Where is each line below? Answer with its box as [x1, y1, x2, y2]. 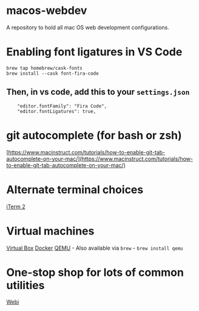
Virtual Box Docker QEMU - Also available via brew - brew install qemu [6, 244, 183, 251]
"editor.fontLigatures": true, [17, 108, 96, 114]
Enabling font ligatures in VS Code [6, 45, 183, 59]
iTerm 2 [6, 203, 25, 210]
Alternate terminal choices [6, 183, 144, 196]
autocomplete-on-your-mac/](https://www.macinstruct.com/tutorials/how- [6, 155, 193, 162]
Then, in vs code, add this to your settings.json [6, 87, 190, 97]
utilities [6, 278, 45, 292]
